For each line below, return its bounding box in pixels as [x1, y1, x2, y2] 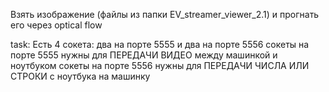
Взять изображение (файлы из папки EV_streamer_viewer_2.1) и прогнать [10, 9, 320, 20]
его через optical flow [10, 19, 103, 31]
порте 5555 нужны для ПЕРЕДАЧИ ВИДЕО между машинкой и [10, 49, 278, 61]
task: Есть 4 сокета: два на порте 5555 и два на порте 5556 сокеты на [10, 39, 310, 50]
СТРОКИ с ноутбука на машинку [10, 70, 151, 82]
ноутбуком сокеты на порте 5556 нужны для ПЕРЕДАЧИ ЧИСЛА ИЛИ [10, 60, 310, 71]
